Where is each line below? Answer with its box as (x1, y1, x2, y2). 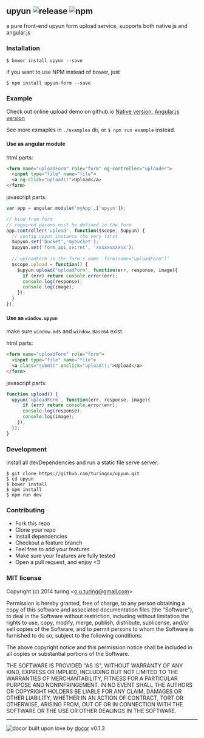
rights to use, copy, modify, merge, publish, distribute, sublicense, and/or (6, 619, 189, 626)
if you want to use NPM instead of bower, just (6, 68, 120, 76)
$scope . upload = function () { (12, 261, 88, 268)
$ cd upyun (6, 476, 34, 482)
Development (6, 445, 47, 453)
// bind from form (6, 216, 53, 222)
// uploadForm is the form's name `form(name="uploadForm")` (12, 256, 170, 262)
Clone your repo (15, 526, 56, 534)
